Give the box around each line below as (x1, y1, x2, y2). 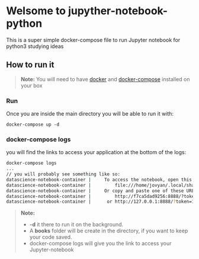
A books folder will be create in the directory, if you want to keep (29, 227, 188, 235)
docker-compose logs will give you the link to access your (29, 240, 172, 247)
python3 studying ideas (6, 43, 64, 50)
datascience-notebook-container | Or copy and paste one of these (6, 188, 184, 194)
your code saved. (29, 234, 72, 241)
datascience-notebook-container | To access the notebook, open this (6, 177, 192, 183)
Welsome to (6, 4, 66, 18)
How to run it (6, 60, 54, 70)
